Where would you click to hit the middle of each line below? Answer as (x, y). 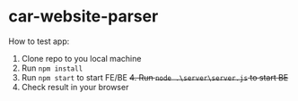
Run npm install (52, 68)
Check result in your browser (75, 87)
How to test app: (39, 41)
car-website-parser (83, 17)
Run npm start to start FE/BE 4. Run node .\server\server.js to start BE (155, 77)
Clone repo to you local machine (81, 58)
